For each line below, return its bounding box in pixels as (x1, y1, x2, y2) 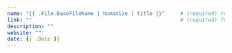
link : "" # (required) (7, 17, 217, 23)
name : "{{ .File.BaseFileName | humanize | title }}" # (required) (7, 10, 217, 17)
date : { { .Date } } (7, 36, 60, 43)
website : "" (7, 29, 41, 36)
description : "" (7, 23, 54, 30)
